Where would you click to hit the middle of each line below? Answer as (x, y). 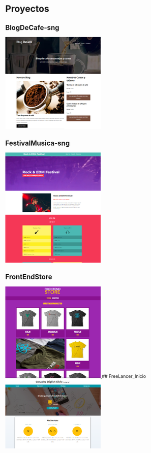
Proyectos (27, 9)
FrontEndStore (29, 277)
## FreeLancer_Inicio (124, 376)
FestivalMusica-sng (38, 143)
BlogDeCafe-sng (32, 28)
